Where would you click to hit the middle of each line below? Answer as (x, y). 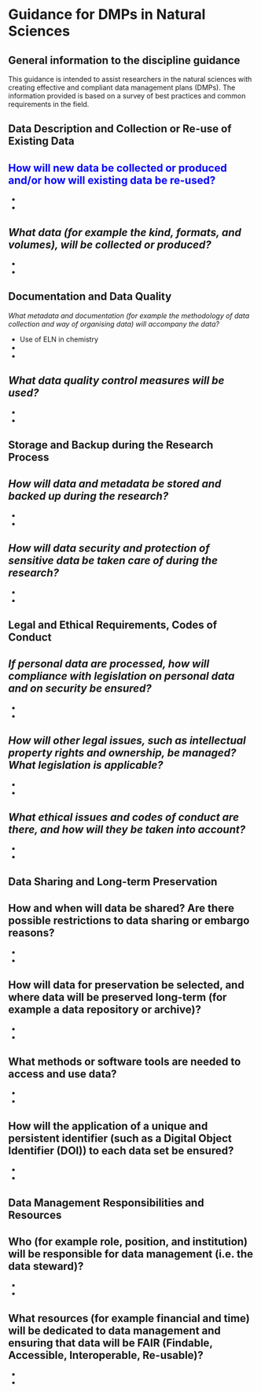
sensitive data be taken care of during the (113, 561)
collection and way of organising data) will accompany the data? (114, 323)
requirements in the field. (49, 104)
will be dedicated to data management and (115, 1330)
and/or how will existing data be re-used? (112, 180)
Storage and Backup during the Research (111, 445)
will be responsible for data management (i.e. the (131, 1254)
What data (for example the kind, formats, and (125, 233)
